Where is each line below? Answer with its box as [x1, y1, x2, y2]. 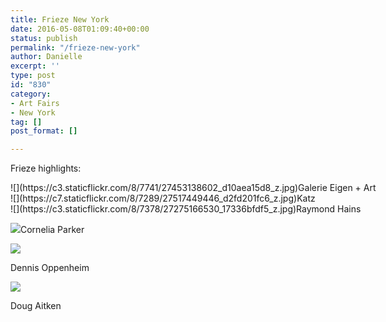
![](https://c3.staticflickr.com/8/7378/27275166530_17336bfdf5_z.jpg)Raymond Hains [10, 203, 362, 215]
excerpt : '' [10, 61, 60, 71]
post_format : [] [10, 126, 78, 136]
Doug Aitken [10, 300, 62, 312]
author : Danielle [10, 52, 83, 62]
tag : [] [10, 117, 43, 127]
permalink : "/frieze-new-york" [10, 42, 141, 53]
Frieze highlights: [10, 162, 82, 175]
